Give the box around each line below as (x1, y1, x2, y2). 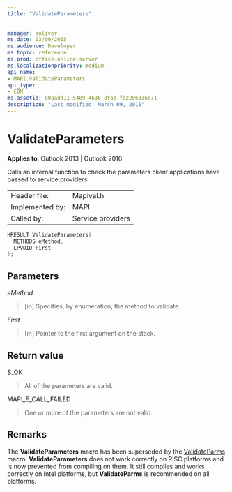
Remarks (7, 428, 47, 440)
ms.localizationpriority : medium (7, 62, 105, 69)
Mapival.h (72, 191, 105, 200)
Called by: (10, 214, 44, 223)
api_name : (7, 68, 36, 75)
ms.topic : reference (7, 50, 68, 57)
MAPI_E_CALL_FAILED (7, 395, 71, 403)
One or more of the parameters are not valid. (24, 408, 153, 417)
